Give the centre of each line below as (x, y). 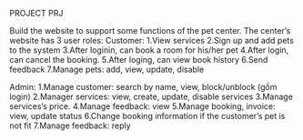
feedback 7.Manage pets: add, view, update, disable (107, 69)
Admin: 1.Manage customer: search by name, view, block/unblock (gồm (143, 87)
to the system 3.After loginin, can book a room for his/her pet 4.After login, (149, 50)
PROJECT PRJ (36, 13)
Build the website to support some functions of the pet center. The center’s (150, 30)
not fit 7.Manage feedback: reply (70, 125)
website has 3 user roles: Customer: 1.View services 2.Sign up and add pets (151, 40)
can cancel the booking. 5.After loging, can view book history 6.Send (139, 60)
